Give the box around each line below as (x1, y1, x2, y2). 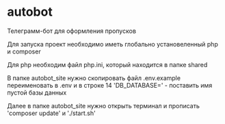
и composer (7, 47, 41, 55)
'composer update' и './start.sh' (7, 109, 96, 117)
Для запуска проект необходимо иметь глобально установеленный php (7, 40, 219, 48)
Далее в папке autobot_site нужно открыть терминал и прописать (7, 101, 200, 110)
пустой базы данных (7, 88, 67, 97)
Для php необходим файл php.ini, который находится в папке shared (7, 60, 208, 69)
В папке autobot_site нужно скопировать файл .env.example (7, 73, 181, 82)
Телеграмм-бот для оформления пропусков (7, 27, 137, 35)
